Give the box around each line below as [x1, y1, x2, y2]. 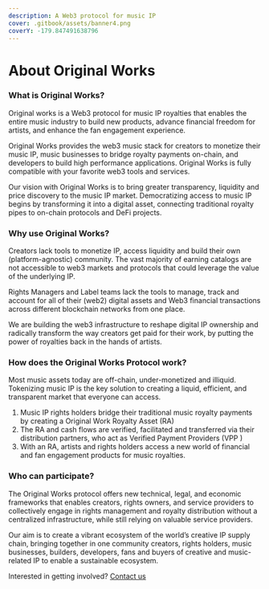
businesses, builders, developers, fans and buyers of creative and [8, 547, 227, 557]
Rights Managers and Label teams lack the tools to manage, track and [8, 287, 239, 297]
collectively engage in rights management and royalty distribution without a [8, 505, 258, 515]
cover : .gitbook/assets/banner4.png [8, 19, 131, 27]
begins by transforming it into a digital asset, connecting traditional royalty [8, 198, 255, 209]
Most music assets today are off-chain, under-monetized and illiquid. [8, 375, 237, 385]
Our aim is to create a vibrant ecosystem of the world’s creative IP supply [8, 530, 251, 539]
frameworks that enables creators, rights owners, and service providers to [8, 497, 255, 507]
